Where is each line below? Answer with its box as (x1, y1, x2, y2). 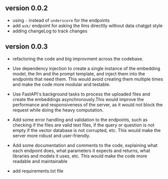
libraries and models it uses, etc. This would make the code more (12, 152, 147, 159)
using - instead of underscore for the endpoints (12, 17, 110, 23)
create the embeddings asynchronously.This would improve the (12, 96, 144, 102)
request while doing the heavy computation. (12, 107, 104, 113)
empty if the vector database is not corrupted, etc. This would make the (12, 127, 161, 133)
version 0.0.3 (5, 42, 48, 51)
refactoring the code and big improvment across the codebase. (12, 55, 144, 61)
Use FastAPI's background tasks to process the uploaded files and (12, 91, 150, 97)
